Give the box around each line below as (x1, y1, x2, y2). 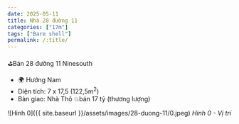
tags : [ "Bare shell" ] (7, 30, 72, 38)
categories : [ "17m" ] (7, 23, 69, 30)
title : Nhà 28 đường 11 (7, 17, 78, 24)
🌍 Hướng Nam (17, 76, 62, 84)
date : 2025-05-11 (7, 10, 59, 18)
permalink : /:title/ (7, 37, 69, 44)
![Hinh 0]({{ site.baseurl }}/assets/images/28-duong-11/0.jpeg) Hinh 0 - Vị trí (7, 108, 232, 117)
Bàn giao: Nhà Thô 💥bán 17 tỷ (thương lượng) (17, 94, 151, 103)
